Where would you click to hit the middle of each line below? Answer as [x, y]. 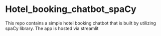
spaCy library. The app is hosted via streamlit [52, 28]
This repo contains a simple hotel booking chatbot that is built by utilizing [81, 23]
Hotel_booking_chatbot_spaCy [71, 9]
